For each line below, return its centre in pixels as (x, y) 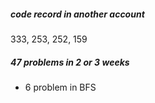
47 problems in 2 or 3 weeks (70, 62)
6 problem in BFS (60, 87)
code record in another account (77, 14)
